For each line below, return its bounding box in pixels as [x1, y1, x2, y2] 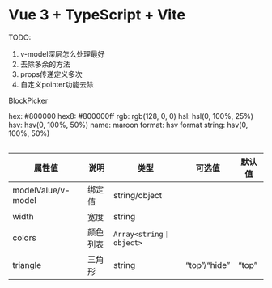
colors [12, 232, 36, 244]
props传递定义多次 [19, 69, 83, 78]
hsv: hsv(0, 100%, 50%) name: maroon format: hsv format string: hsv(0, [8, 120, 249, 129]
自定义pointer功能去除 [19, 79, 95, 89]
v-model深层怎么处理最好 [19, 49, 105, 58]
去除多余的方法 [19, 59, 70, 69]
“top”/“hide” [185, 259, 231, 270]
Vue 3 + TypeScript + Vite [8, 6, 186, 24]
